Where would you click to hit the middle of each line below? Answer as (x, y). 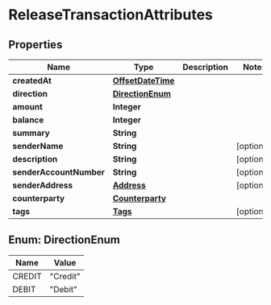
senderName (38, 146)
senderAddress (43, 185)
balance (28, 120)
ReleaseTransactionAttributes (111, 15)
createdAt (32, 80)
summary (31, 133)
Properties (35, 45)
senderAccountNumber (58, 172)
